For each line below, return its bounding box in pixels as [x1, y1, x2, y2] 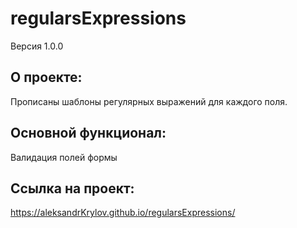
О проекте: [10, 69, 83, 86]
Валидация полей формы [10, 151, 118, 163]
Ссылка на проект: [10, 180, 135, 197]
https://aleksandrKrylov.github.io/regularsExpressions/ [10, 207, 236, 219]
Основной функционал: [10, 125, 167, 142]
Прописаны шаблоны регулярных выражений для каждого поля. [10, 95, 288, 107]
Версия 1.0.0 [10, 40, 64, 52]
